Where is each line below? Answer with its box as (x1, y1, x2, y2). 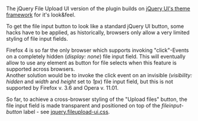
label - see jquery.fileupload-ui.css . (23, 109, 110, 115)
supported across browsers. (6, 66, 75, 73)
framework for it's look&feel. (6, 11, 76, 18)
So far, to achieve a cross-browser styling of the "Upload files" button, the (6, 96, 188, 103)
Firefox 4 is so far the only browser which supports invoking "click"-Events (6, 47, 189, 54)
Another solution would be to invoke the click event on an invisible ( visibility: (6, 72, 193, 79)
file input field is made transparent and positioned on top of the (6, 102, 161, 109)
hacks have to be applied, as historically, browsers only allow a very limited (6, 29, 190, 36)
